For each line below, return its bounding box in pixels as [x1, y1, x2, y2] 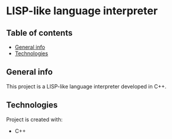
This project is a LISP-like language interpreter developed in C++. [6, 83, 167, 90]
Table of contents [6, 28, 73, 38]
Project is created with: [6, 116, 63, 123]
